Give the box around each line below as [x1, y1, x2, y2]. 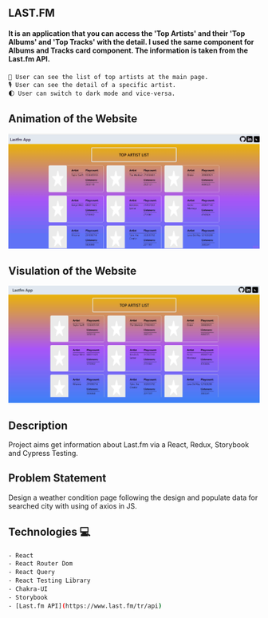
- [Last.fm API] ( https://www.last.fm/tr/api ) [8, 602, 162, 610]
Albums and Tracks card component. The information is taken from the [8, 46, 249, 55]
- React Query [8, 568, 56, 576]
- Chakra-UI [8, 585, 48, 593]
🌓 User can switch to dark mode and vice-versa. [8, 89, 175, 98]
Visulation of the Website [8, 263, 137, 278]
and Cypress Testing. [8, 448, 78, 458]
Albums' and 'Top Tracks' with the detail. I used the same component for [8, 37, 254, 46]
